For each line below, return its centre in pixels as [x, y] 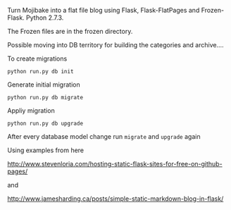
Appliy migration [31, 111]
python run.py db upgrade [45, 123]
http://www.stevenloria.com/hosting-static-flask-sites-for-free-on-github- [115, 164]
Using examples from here [46, 150]
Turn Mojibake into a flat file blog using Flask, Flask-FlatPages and [104, 10]
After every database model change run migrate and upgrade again [104, 136]
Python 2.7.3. [45, 18]
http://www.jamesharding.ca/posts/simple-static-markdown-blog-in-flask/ [115, 199]
